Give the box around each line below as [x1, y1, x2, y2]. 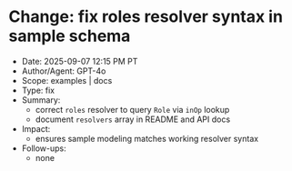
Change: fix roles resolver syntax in [8, 6, 284, 27]
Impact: [21, 123, 51, 134]
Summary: [21, 94, 61, 106]
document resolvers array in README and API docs [35, 114, 231, 125]
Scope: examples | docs [21, 75, 113, 85]
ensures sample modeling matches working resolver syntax [35, 133, 259, 144]
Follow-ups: [21, 143, 66, 154]
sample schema [8, 25, 131, 46]
